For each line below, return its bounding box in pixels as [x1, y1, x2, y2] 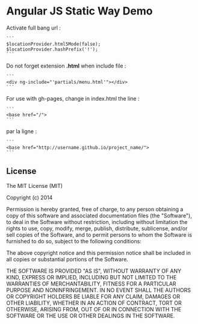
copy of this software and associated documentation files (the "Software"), [6, 212, 193, 219]
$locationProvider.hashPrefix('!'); [6, 46, 98, 52]
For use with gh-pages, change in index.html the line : [6, 95, 140, 102]
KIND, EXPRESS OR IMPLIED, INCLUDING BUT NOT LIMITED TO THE [6, 273, 177, 281]
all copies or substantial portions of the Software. [6, 255, 128, 263]
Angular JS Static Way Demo [6, 4, 153, 18]
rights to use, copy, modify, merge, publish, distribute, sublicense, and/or [6, 225, 188, 232]
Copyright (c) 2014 [6, 194, 53, 201]
